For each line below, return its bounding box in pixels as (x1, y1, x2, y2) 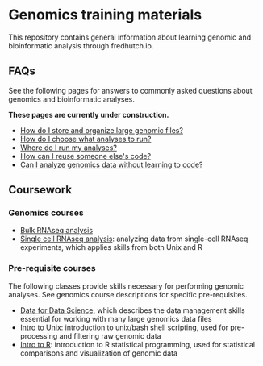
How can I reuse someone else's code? (19, 151, 152, 160)
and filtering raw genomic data (59, 331, 161, 340)
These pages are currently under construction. (8, 110, 169, 119)
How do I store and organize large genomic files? (19, 125, 184, 135)
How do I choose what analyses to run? (19, 134, 152, 143)
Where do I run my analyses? (19, 143, 117, 152)
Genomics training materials (8, 6, 202, 24)
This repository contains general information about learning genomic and (8, 32, 252, 42)
